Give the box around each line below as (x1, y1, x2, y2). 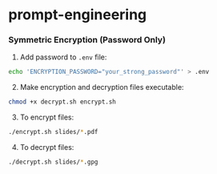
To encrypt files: (19, 112, 74, 122)
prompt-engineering (8, 6, 147, 24)
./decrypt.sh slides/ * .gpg (8, 158, 98, 166)
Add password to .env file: (19, 52, 107, 62)
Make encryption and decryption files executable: (19, 83, 184, 92)
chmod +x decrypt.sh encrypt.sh (8, 98, 116, 106)
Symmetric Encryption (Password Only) (8, 34, 167, 46)
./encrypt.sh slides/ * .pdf (8, 128, 98, 136)
